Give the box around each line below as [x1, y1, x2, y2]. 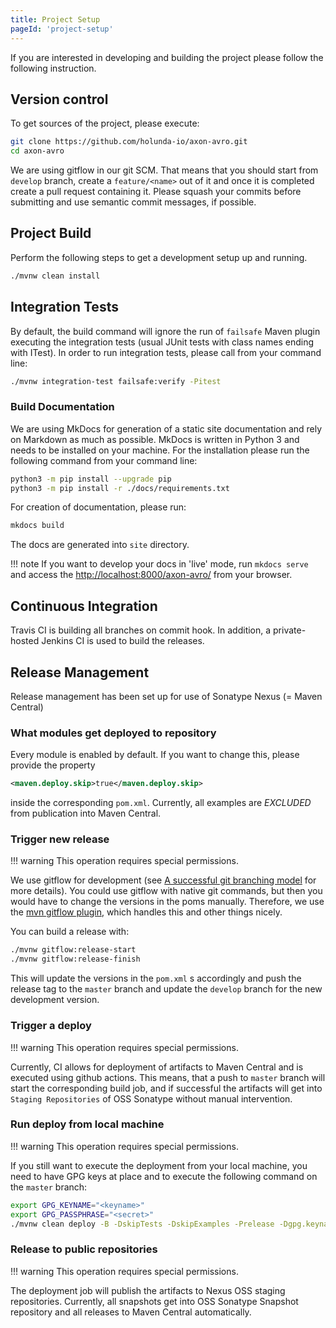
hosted [10, 635, 40, 647]
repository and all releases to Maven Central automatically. [10, 1306, 252, 1318]
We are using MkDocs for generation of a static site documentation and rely [10, 422, 323, 435]
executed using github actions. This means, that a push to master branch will [10, 1071, 326, 1083]
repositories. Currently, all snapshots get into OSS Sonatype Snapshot [10, 1295, 299, 1307]
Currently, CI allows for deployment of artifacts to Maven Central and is [10, 1061, 304, 1073]
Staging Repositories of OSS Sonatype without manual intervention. [10, 1092, 293, 1105]
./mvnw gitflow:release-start [10, 945, 137, 955]
